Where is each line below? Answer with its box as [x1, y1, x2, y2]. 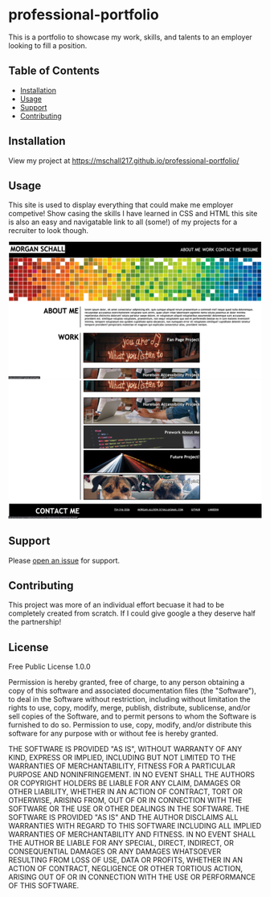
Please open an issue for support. [8, 555, 121, 565]
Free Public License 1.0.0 [8, 661, 91, 672]
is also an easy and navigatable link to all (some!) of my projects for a [8, 217, 238, 227]
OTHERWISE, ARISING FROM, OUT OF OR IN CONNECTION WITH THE [8, 796, 243, 805]
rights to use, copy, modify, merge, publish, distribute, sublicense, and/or [8, 703, 251, 713]
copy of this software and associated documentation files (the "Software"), [8, 686, 257, 696]
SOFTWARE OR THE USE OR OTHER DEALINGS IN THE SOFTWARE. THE [8, 804, 250, 813]
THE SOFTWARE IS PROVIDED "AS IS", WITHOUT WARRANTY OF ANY [8, 744, 243, 754]
